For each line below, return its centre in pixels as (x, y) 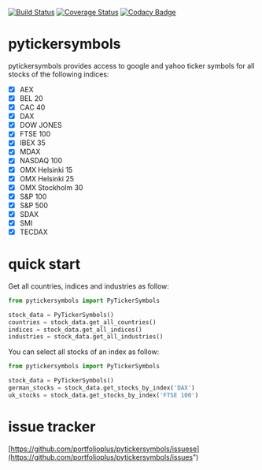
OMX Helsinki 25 (47, 178)
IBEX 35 (32, 143)
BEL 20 (31, 98)
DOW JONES (41, 125)
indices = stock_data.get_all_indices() (76, 330)
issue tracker (52, 427)
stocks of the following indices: (59, 74)
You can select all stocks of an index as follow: (84, 352)
